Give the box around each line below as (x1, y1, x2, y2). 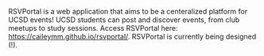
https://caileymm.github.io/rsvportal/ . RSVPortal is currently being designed (8, 32, 257, 41)
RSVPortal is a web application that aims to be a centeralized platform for (8, 7, 248, 16)
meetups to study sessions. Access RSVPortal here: (8, 24, 179, 32)
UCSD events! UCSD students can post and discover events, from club (8, 15, 240, 24)
